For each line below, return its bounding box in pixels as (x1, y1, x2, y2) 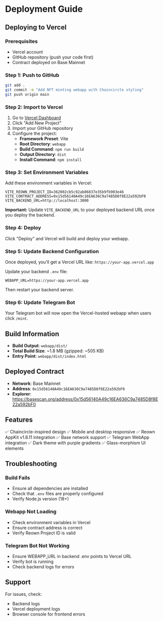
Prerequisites (5, 38, 38, 45)
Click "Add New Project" (12, 120, 62, 126)
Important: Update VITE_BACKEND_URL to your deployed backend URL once (5, 207, 155, 213)
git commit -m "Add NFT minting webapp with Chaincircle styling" (5, 88, 144, 93)
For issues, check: (5, 591, 42, 597)
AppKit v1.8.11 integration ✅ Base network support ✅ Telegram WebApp (5, 434, 150, 440)
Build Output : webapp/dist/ (12, 343, 68, 349)
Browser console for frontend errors (12, 611, 85, 617)
